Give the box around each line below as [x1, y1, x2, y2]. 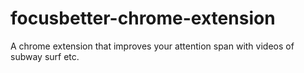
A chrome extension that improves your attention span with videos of [10, 40, 295, 52]
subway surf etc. [10, 50, 80, 62]
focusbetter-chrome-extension [10, 7, 276, 30]
